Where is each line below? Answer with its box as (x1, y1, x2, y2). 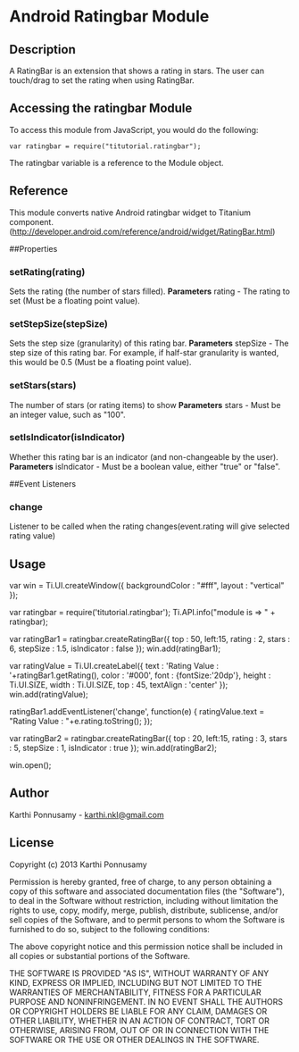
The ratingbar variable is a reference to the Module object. (9, 157, 225, 168)
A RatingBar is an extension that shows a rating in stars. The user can (9, 65, 265, 76)
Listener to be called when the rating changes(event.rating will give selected (9, 521, 290, 532)
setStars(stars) (9, 380, 77, 392)
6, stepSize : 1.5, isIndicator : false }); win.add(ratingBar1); (9, 643, 221, 654)
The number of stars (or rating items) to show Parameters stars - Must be (9, 399, 281, 410)
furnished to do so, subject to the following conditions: (9, 923, 210, 934)
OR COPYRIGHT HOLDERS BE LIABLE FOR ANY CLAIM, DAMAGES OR (9, 1006, 268, 1016)
